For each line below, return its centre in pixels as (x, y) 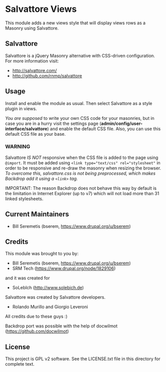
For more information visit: (32, 61)
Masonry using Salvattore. (32, 28)
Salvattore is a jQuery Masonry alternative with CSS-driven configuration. (80, 55)
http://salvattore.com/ (34, 70)
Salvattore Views (41, 9)
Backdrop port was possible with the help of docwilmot (61, 326)
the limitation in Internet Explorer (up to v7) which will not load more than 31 (82, 193)
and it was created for (28, 278)
